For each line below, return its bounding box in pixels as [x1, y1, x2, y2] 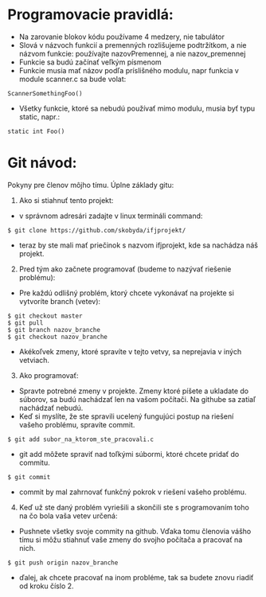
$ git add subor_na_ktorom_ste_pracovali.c [7, 435, 155, 443]
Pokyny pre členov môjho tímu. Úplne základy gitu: [7, 180, 174, 189]
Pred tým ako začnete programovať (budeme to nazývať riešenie [18, 264, 232, 274]
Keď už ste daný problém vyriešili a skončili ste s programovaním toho [18, 502, 250, 512]
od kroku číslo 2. [18, 581, 74, 591]
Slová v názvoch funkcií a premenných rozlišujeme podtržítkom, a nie [18, 40, 247, 49]
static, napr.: [18, 111, 61, 121]
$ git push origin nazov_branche [7, 559, 119, 567]
